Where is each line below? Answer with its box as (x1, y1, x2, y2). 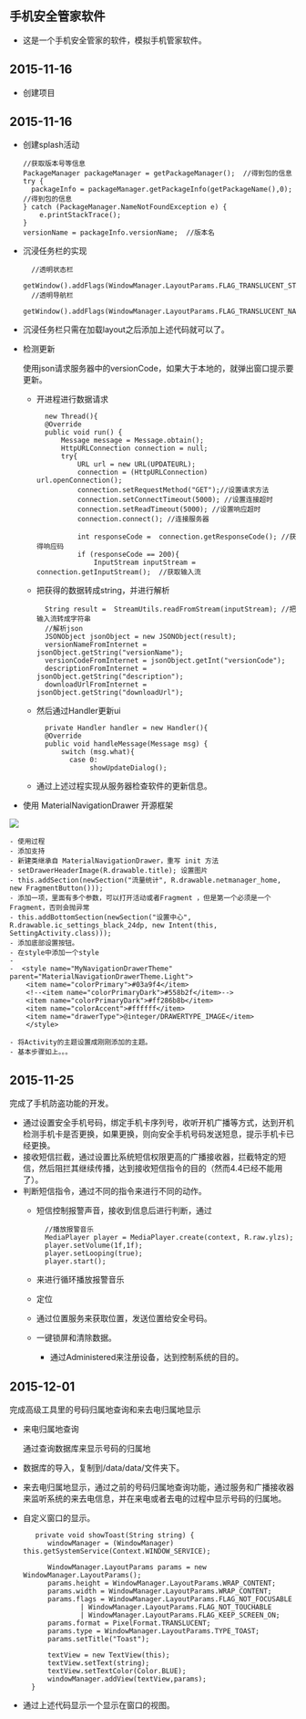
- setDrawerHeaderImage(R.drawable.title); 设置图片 (9, 866, 209, 875)
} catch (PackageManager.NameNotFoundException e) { (22, 203, 228, 212)
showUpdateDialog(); (89, 763, 168, 773)
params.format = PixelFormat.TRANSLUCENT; (46, 1619, 211, 1628)
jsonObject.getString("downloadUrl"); (36, 688, 184, 697)
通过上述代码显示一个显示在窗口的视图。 (22, 1700, 175, 1711)
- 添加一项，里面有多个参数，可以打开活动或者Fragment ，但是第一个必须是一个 (9, 894, 271, 903)
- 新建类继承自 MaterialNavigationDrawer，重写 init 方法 (9, 856, 219, 865)
